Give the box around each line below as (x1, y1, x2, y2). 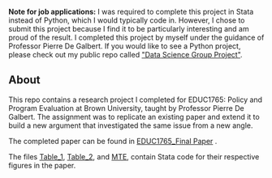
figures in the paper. (8, 160, 76, 170)
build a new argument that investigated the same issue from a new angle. (8, 121, 253, 130)
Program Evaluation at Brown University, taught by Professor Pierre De (8, 103, 245, 112)
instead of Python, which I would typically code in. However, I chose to (8, 15, 245, 25)
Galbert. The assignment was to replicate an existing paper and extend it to (8, 112, 260, 121)
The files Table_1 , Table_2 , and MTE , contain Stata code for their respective (8, 151, 260, 161)
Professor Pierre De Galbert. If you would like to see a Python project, (8, 41, 241, 51)
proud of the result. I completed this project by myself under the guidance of (8, 32, 265, 42)
